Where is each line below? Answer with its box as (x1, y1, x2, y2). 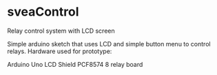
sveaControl (7, 4, 79, 20)
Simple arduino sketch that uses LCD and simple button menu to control (7, 40, 211, 48)
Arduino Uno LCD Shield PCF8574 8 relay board (7, 60, 143, 68)
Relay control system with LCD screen (7, 27, 115, 35)
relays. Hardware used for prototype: (7, 47, 112, 55)
